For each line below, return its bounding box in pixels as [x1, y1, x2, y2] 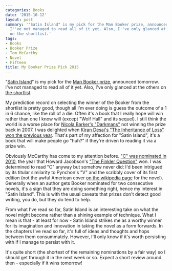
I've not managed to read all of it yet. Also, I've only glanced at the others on [5, 84, 166, 90]
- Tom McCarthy [5, 50, 38, 55]
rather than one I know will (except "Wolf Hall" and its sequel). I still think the [5, 116, 166, 122]
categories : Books [5, 7, 45, 13]
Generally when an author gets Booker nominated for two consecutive [5, 180, 154, 186]
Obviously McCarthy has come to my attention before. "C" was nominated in [5, 153, 167, 159]
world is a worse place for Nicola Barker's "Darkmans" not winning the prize [5, 121, 166, 128]
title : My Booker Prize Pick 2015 [5, 65, 79, 70]
